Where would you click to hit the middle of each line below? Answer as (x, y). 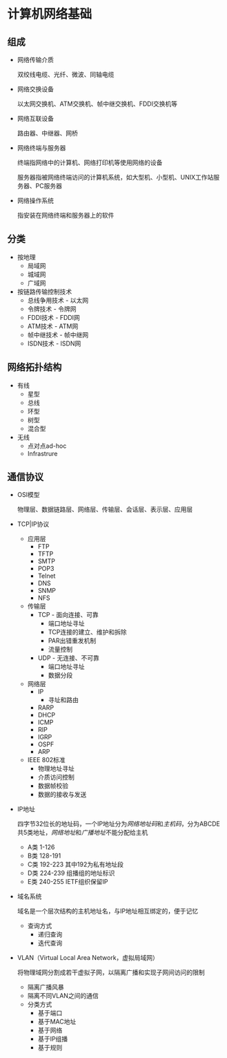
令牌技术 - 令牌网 (52, 309)
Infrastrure (42, 453)
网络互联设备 (35, 119)
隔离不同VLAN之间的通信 (63, 996)
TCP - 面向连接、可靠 (68, 615)
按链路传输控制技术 (45, 292)
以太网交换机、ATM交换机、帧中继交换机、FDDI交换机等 (97, 104)
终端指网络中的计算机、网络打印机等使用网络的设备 (90, 162)
